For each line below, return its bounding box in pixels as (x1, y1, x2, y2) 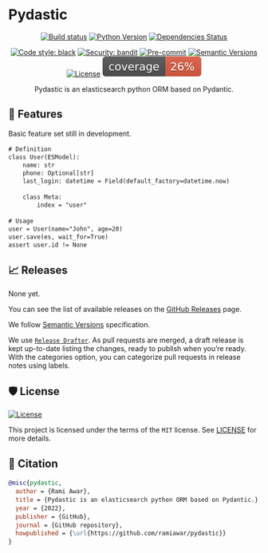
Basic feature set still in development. (8, 128, 132, 138)
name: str (22, 161, 56, 169)
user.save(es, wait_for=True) (8, 233, 109, 241)
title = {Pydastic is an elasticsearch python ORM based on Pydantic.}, (15, 496, 262, 504)
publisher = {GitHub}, (15, 512, 91, 520)
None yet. (8, 289, 41, 298)
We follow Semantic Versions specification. (8, 319, 151, 329)
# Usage (8, 217, 34, 225)
